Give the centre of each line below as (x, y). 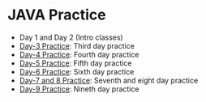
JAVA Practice (57, 15)
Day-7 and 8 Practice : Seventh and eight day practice (109, 80)
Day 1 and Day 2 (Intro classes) (71, 37)
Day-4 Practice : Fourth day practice (79, 54)
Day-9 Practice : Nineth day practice (79, 89)
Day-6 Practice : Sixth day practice (77, 71)
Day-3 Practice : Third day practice (77, 45)
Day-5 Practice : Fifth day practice (75, 63)
